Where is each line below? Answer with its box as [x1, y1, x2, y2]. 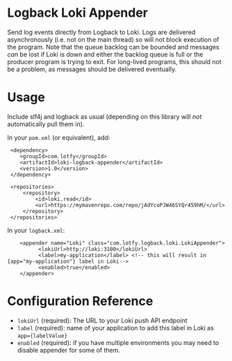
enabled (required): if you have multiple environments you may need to [17, 338, 219, 346]
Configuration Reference [7, 293, 154, 309]
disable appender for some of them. [17, 346, 120, 354]
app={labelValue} [17, 332, 68, 339]
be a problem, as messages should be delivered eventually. [7, 65, 177, 73]
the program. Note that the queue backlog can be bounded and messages [7, 43, 220, 51]
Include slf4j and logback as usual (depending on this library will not [7, 112, 202, 121]
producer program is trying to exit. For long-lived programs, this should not [7, 57, 222, 66]
